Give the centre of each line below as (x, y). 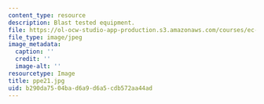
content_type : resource (47, 15)
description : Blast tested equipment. (71, 23)
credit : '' (33, 59)
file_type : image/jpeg (45, 37)
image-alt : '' (38, 66)
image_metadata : (35, 45)
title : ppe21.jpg (37, 81)
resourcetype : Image (42, 74)
